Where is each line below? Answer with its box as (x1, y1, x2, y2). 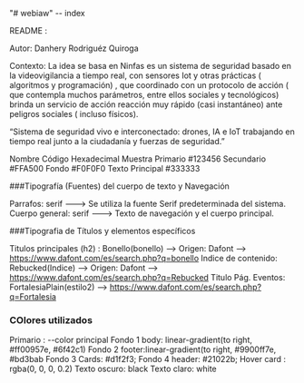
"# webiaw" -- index (9, 8, 85, 18)
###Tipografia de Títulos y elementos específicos (9, 226, 196, 236)
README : (9, 25, 48, 35)
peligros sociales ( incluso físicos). (9, 109, 139, 119)
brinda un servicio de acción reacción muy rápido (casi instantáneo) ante (9, 99, 283, 110)
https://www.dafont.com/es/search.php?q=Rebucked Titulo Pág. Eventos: (9, 272, 286, 282)
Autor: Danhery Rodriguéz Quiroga (9, 43, 139, 54)
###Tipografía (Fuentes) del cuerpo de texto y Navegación (9, 181, 230, 191)
